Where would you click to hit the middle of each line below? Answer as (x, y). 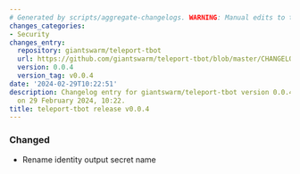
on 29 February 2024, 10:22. (71, 100)
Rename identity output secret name (89, 159)
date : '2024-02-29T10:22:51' (63, 84)
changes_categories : (48, 26)
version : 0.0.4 (46, 68)
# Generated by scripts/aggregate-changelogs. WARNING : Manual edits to (147, 17)
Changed (30, 140)
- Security (29, 34)
